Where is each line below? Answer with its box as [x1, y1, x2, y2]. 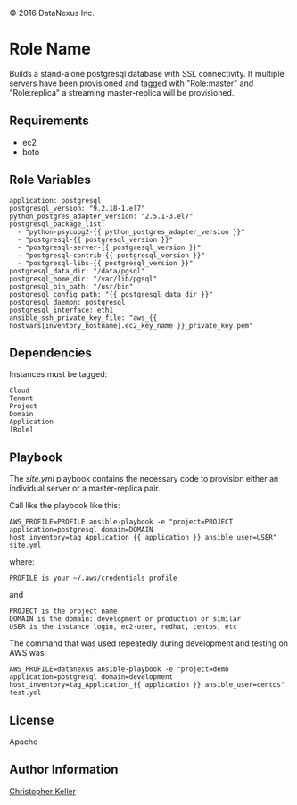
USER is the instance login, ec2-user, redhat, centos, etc [9, 623, 238, 632]
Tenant [9, 394, 34, 403]
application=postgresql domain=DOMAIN [9, 525, 153, 534]
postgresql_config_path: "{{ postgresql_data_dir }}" [9, 289, 214, 298]
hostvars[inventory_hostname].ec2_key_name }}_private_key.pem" [9, 321, 253, 330]
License [9, 712, 54, 727]
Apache [9, 736, 38, 747]
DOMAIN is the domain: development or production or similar [9, 615, 242, 624]
